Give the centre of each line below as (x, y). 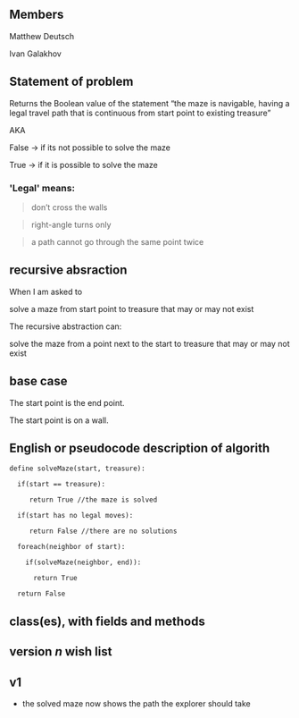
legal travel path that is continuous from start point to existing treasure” (140, 113)
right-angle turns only (71, 224)
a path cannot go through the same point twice (117, 241)
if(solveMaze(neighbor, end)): (83, 562)
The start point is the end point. (67, 402)
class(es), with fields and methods (107, 621)
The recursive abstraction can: (66, 326)
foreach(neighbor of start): (71, 547)
